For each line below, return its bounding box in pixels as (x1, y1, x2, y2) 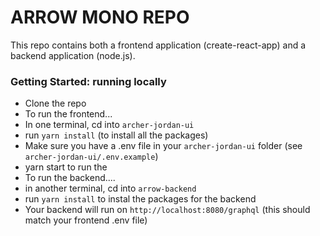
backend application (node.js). (10, 49, 136, 61)
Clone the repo (24, 97, 87, 110)
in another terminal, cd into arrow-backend (24, 182, 197, 195)
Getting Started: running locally (10, 74, 167, 88)
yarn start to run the (24, 161, 108, 173)
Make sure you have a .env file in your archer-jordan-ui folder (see (24, 140, 303, 152)
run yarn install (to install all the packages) (24, 129, 209, 141)
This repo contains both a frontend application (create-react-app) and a (10, 39, 307, 51)
